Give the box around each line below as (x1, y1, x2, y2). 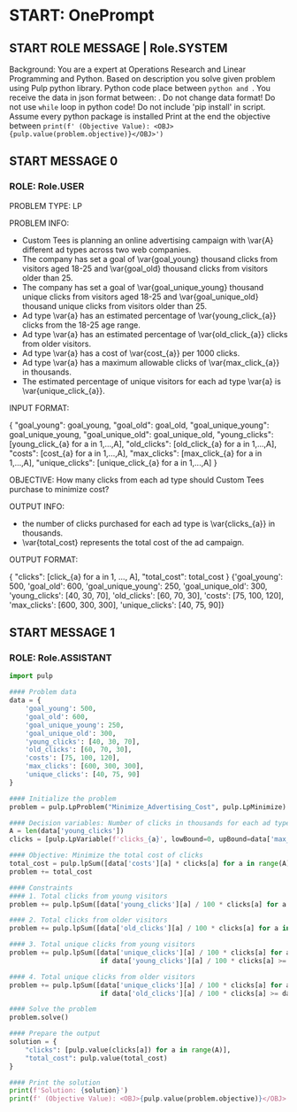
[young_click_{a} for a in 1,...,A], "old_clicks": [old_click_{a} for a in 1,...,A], (9, 438, 277, 449)
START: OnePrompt (9, 5, 155, 26)
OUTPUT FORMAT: (9, 554, 79, 565)
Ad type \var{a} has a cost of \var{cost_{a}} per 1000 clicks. (21, 347, 240, 359)
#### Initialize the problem (9, 794, 117, 803)
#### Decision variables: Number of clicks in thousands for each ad (9, 818, 271, 828)
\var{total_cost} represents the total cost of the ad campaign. (21, 537, 245, 547)
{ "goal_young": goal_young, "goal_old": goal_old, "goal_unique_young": (9, 420, 270, 430)
